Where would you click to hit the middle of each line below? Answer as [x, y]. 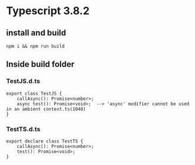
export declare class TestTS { [45, 141]
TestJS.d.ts [23, 81]
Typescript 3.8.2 [48, 11]
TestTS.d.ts [23, 129]
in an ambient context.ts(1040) [46, 109]
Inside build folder [40, 64]
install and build [36, 33]
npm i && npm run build [36, 46]
